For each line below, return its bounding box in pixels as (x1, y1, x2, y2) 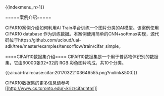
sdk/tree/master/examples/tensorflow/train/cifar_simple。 (5, 43, 123, 49)
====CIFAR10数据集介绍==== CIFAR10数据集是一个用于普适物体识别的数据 (5, 54, 159, 60)
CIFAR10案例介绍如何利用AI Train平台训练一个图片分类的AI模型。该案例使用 (5, 25, 159, 31)
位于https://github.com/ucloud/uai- (9, 37, 81, 43)
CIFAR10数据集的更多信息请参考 (5, 80, 70, 86)
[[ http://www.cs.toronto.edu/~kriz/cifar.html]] (5, 86, 98, 91)
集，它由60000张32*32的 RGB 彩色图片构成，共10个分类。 (5, 60, 126, 65)
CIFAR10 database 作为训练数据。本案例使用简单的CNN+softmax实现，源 (5, 31, 155, 36)
